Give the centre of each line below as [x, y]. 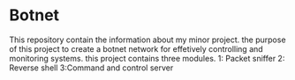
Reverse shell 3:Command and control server [91, 68]
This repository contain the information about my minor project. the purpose [147, 40]
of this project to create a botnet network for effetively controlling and [136, 48]
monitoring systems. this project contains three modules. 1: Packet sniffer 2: [147, 58]
